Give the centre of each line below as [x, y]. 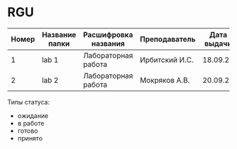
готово [28, 131]
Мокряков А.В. [165, 80]
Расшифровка [108, 35]
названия [108, 43]
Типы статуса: [29, 102]
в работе [31, 123]
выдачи [218, 43]
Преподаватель [168, 39]
